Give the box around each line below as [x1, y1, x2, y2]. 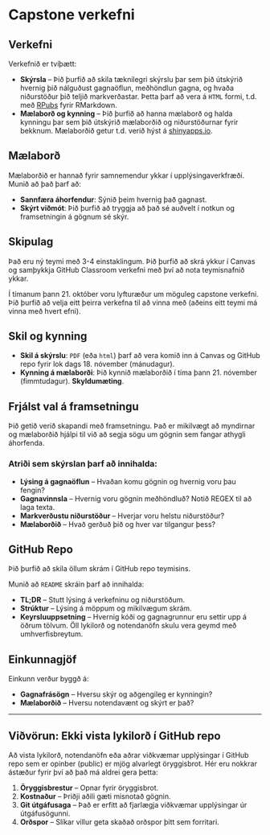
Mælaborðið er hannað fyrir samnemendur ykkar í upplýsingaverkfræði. [8, 171, 245, 180]
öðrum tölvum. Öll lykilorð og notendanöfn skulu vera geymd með [19, 621, 237, 631]
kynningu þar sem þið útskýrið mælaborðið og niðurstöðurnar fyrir [19, 117, 239, 126]
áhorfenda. [8, 438, 45, 448]
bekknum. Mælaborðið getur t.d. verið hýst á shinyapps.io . [19, 126, 213, 135]
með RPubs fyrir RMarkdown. [19, 101, 118, 109]
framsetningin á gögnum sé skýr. [19, 212, 129, 221]
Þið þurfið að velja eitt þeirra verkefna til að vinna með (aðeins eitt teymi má [8, 298, 258, 307]
